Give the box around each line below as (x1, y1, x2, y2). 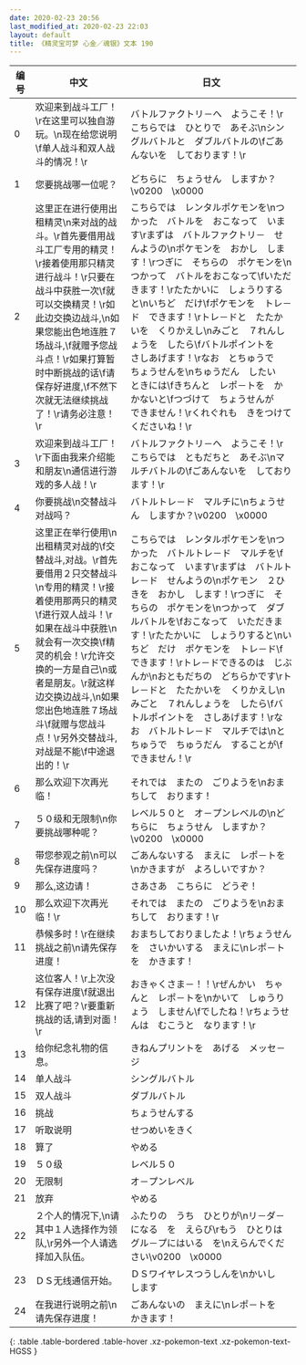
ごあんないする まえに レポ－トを (130, 849, 286, 862)
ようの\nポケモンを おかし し (139, 243, 276, 255)
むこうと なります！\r (158, 1019, 257, 1032)
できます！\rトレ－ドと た (148, 311, 266, 324)
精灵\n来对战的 (44, 216, 108, 229)
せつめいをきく (130, 1124, 195, 1137)
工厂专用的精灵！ (44, 244, 118, 256)
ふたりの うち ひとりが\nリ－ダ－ (130, 1210, 285, 1223)
